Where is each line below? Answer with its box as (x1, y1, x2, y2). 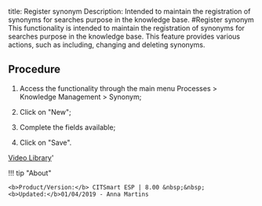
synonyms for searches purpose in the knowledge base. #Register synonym (8, 15, 255, 24)
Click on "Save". (19, 138, 72, 147)
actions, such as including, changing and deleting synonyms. (8, 40, 206, 50)
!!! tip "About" (8, 168, 52, 178)
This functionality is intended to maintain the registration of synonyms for (8, 24, 246, 32)
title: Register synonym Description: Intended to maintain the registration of (8, 7, 251, 16)
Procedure (8, 63, 61, 76)
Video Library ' (8, 153, 54, 162)
